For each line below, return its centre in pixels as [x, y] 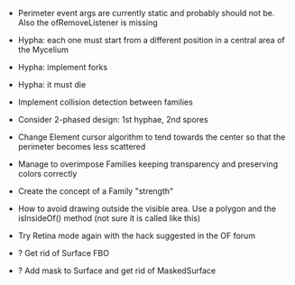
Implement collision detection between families [106, 102]
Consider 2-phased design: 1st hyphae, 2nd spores [113, 120]
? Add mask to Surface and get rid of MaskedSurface [117, 271]
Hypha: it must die [52, 84]
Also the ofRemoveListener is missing [88, 23]
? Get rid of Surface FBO [64, 253]
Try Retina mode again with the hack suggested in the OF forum [136, 235]
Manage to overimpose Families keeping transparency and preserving [147, 164]
